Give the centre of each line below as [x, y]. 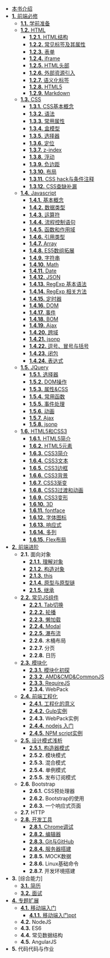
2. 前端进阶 [25, 547]
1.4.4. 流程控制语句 [52, 222]
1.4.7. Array [43, 243]
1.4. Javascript [38, 193]
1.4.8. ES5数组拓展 [52, 250]
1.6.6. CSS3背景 [49, 475]
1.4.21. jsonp [44, 339]
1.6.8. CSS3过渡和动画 [56, 490]
